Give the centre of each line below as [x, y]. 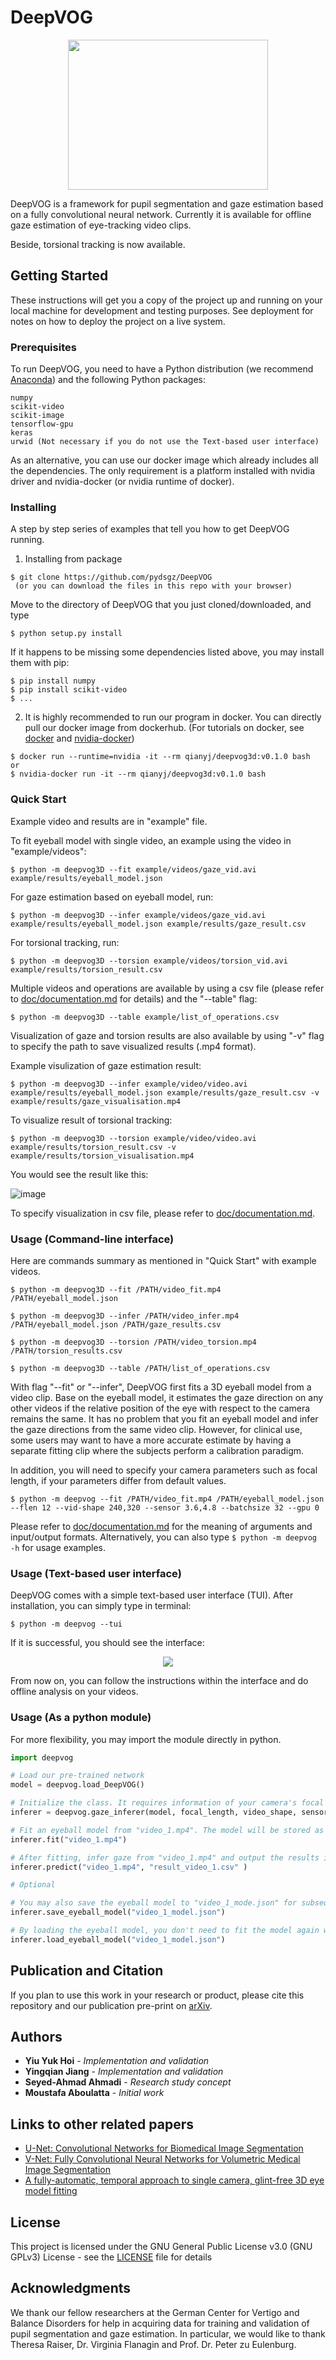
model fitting [51, 2191]
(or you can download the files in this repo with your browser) [153, 586]
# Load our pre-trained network [77, 1776]
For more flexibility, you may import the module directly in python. [146, 1739]
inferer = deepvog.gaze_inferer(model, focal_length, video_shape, [154, 1812]
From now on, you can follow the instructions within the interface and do [159, 1681]
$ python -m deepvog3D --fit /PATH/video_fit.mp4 [116, 1289]
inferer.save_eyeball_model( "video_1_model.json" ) [118, 1912]
